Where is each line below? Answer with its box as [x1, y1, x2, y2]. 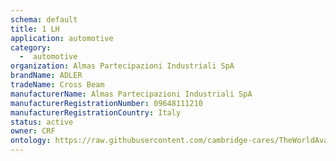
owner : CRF [10, 126, 56, 136]
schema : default [10, 14, 78, 25]
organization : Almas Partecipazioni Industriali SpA [10, 61, 235, 71]
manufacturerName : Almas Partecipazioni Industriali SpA [10, 89, 253, 99]
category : [10, 42, 52, 53]
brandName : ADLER [10, 71, 83, 81]
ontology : [10, 136, 52, 146]
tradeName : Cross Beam [10, 80, 105, 90]
